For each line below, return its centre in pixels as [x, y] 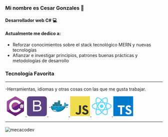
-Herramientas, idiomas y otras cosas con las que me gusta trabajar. [76, 89]
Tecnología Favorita [30, 73]
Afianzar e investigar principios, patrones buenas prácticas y [75, 55]
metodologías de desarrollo [40, 60]
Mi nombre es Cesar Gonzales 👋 [45, 8]
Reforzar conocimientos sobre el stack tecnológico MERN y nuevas [82, 44]
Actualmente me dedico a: [33, 33]
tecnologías [24, 50]
